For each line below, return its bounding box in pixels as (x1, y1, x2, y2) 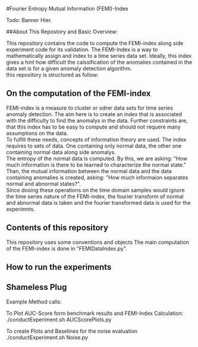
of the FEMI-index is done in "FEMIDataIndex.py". (6, 245, 128, 252)
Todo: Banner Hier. (6, 17, 52, 23)
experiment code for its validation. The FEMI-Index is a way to (6, 46, 158, 53)
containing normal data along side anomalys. (6, 148, 116, 155)
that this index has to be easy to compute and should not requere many (6, 123, 181, 130)
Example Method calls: (6, 298, 62, 305)
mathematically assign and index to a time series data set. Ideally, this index (6, 52, 192, 59)
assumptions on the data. (6, 129, 68, 136)
